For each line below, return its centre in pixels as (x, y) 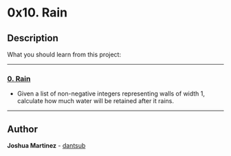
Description (33, 38)
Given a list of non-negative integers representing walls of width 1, (111, 93)
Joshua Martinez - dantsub (46, 146)
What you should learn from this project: (64, 54)
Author (22, 129)
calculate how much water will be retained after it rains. (95, 101)
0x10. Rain (37, 13)
